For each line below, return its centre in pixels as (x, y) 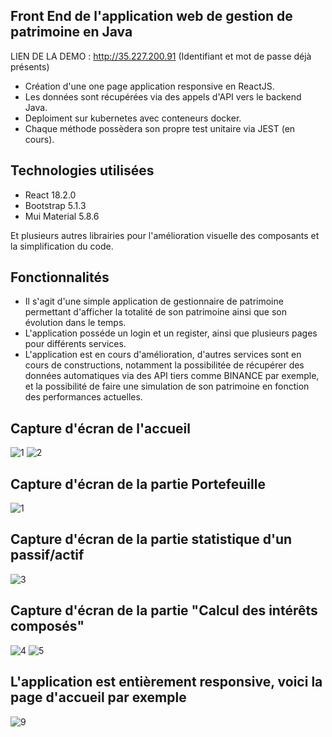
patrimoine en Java (71, 32)
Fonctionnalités (60, 277)
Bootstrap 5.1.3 (55, 205)
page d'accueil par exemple (98, 697)
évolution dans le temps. (75, 323)
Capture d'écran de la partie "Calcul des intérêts (164, 610)
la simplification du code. (62, 246)
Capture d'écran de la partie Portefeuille (138, 484)
